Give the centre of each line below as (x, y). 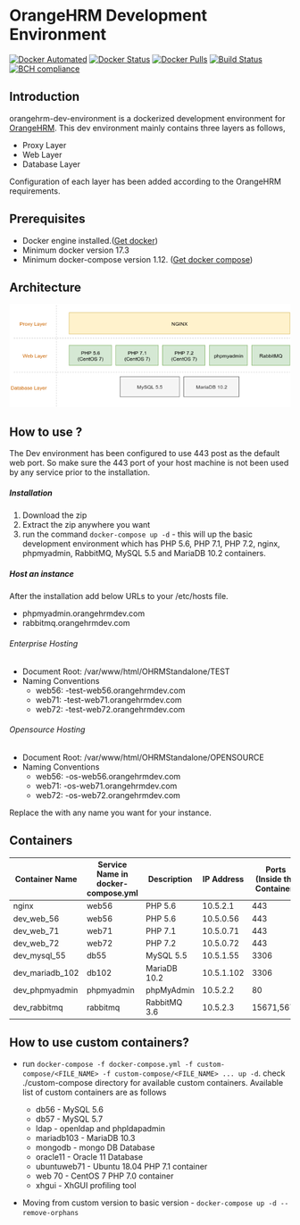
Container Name (46, 879)
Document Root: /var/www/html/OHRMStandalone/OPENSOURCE (143, 757)
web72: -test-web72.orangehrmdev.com (110, 709)
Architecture (46, 287)
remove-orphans (50, 1213)
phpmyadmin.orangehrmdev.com (83, 613)
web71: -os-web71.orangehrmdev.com (106, 786)
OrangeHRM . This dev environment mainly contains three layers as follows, (147, 128)
